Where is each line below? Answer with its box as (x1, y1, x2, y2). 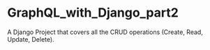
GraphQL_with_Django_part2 (7, 5, 179, 21)
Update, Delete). (7, 35, 54, 43)
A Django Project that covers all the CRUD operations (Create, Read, (7, 28, 204, 36)
